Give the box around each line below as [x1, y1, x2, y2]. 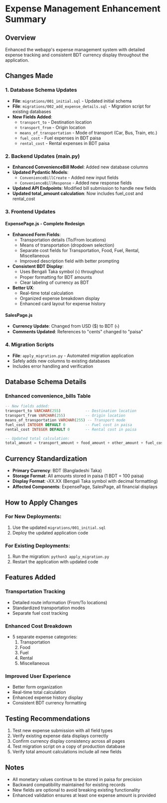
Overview [5, 33, 36, 42]
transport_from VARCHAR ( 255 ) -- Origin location [5, 413, 126, 418]
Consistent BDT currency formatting [12, 700, 87, 706]
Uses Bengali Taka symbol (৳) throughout [19, 268, 104, 274]
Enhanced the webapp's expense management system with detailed [5, 47, 145, 52]
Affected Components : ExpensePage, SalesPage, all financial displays [12, 484, 158, 490]
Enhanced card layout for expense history [19, 301, 106, 307]
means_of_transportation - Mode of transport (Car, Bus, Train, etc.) [19, 130, 158, 135]
